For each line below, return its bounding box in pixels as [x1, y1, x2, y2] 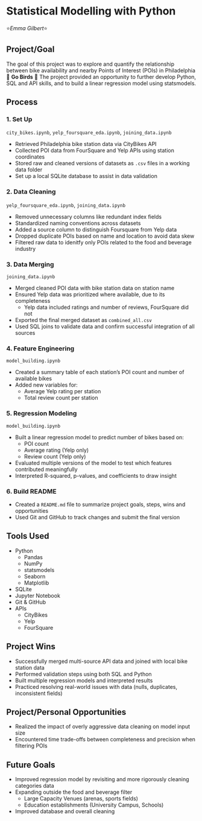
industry [14, 245, 36, 252]
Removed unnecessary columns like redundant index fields [14, 213, 162, 220]
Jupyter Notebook [14, 592, 60, 599]
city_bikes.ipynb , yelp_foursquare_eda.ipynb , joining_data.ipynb [6, 128, 172, 136]
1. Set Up [6, 115, 33, 124]
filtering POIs [14, 742, 48, 749]
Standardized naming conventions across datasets [14, 219, 141, 227]
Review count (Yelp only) [24, 452, 86, 460]
